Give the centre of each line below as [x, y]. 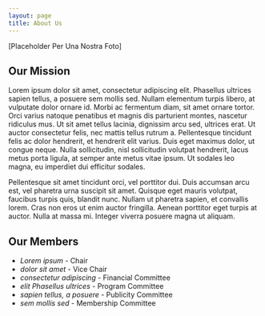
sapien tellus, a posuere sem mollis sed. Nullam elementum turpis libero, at [132, 99]
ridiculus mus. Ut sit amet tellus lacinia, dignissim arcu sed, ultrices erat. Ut [132, 124]
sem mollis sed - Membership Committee [88, 303]
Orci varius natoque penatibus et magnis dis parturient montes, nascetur [128, 116]
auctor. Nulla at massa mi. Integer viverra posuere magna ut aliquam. [122, 216]
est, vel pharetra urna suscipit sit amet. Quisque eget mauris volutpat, [123, 191]
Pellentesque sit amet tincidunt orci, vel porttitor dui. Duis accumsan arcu [129, 182]
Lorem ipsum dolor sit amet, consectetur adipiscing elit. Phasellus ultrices [130, 90]
